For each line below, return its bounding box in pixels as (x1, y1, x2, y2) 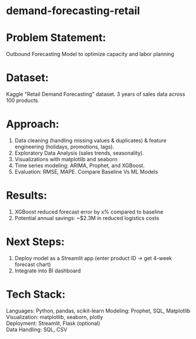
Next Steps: (6, 235, 65, 248)
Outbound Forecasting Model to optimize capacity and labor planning (6, 51, 175, 58)
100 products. (6, 97, 40, 104)
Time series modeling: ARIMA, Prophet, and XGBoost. (14, 162, 145, 169)
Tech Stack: (6, 288, 66, 301)
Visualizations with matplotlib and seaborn (14, 156, 118, 162)
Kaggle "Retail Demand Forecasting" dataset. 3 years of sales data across (6, 91, 185, 98)
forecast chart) (14, 261, 51, 268)
